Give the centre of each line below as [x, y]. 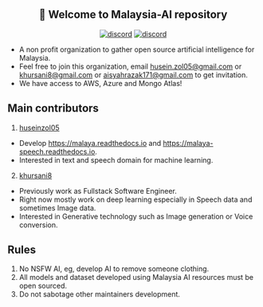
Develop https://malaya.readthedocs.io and [90, 143]
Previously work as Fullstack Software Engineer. [98, 191]
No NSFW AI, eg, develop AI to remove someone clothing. [114, 269]
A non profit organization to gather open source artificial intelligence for [137, 49]
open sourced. [43, 286]
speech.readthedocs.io [57, 152]
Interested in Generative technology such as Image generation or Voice [136, 216]
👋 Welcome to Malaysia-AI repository [133, 15]
